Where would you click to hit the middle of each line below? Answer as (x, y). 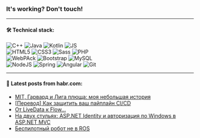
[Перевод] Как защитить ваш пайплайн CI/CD (73, 103)
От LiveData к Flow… (40, 109)
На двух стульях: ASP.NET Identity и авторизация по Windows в (95, 115)
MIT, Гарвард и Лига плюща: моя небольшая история (83, 96)
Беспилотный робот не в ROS (52, 128)
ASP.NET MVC (32, 122)
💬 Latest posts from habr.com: (44, 84)
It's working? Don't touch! (45, 9)
